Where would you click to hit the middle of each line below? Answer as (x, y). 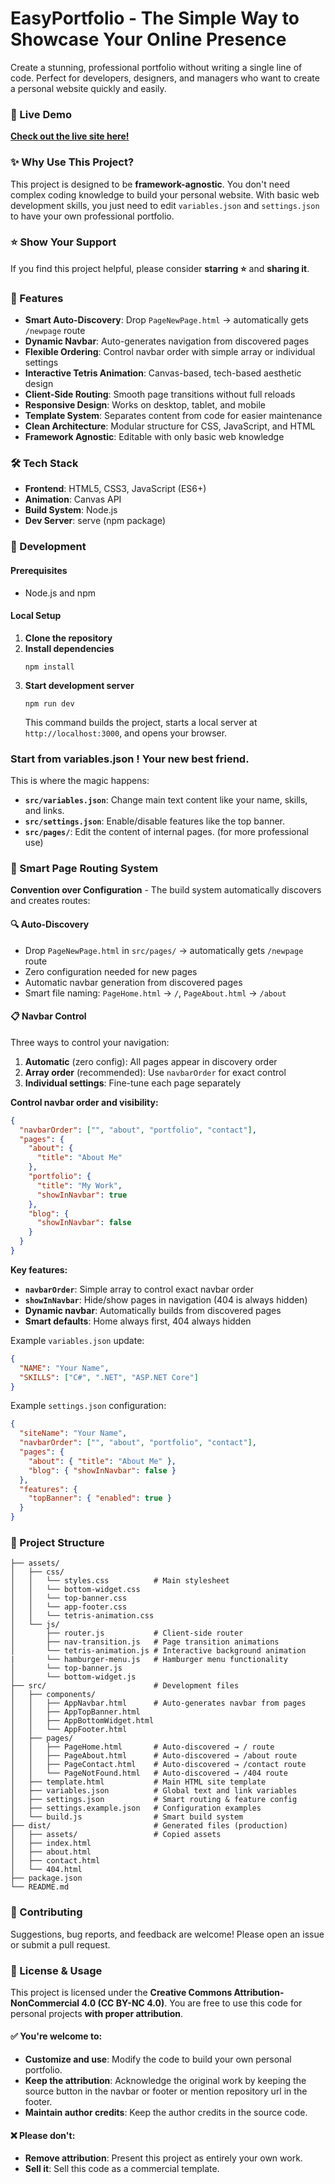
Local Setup (36, 616)
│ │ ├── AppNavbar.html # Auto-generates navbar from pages (158, 1703)
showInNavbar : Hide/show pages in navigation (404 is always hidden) (166, 1299)
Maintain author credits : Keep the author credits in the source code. (166, 2113)
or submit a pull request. (60, 1944)
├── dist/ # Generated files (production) (149, 1826)
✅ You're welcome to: (56, 2036)
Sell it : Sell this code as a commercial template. (122, 2169)
